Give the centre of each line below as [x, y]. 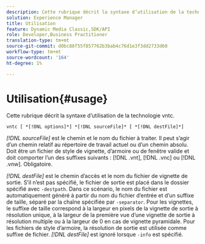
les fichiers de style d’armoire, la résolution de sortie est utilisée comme [97, 228]
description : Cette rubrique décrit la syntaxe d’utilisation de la [95, 12]
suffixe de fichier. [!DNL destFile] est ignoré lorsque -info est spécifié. [95, 235]
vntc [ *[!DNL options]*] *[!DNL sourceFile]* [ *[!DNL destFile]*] [95, 127]
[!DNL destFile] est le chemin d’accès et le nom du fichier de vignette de [97, 176]
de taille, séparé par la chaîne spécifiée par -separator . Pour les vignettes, [100, 202]
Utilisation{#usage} [57, 99]
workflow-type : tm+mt [34, 52]
